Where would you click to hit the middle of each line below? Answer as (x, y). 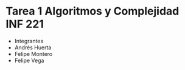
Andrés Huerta (33, 47)
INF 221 (25, 24)
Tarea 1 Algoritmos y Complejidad (92, 11)
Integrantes (29, 41)
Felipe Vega (29, 60)
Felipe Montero (33, 54)
